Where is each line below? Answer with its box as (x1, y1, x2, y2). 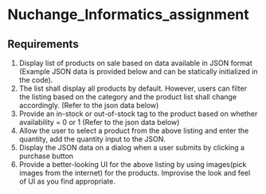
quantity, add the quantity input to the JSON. (18, 134, 166, 144)
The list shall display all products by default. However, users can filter (18, 83, 248, 93)
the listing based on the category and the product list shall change (18, 92, 237, 101)
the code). (18, 76, 53, 84)
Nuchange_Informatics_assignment (7, 6, 250, 24)
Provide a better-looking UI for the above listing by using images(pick (18, 160, 247, 169)
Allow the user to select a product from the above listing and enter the (18, 126, 249, 135)
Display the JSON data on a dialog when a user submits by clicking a (18, 143, 244, 152)
